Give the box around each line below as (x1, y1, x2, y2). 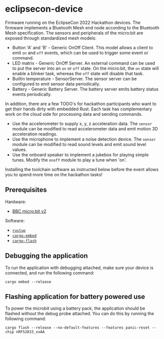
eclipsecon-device (5, 3, 83, 15)
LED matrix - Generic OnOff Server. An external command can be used (12, 60, 155, 66)
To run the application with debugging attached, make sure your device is (5, 265, 154, 271)
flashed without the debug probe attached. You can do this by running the (5, 311, 154, 317)
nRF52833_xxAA (16, 330, 45, 335)
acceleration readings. (12, 131, 58, 137)
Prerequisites (5, 186, 47, 194)
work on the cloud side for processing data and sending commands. (5, 111, 143, 117)
